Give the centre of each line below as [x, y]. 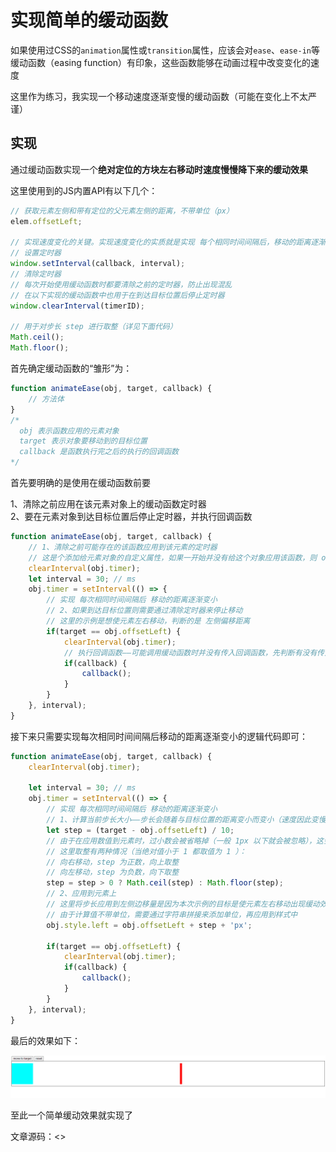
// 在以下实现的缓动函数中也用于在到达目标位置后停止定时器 [117, 295]
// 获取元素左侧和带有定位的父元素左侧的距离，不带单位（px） [122, 211]
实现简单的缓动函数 [89, 20]
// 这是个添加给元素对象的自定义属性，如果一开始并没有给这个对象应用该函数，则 [173, 557]
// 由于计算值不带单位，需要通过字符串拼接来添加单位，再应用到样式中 [172, 914]
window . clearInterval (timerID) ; [77, 306]
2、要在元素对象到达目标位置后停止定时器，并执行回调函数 [131, 516]
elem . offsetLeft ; [46, 221]
